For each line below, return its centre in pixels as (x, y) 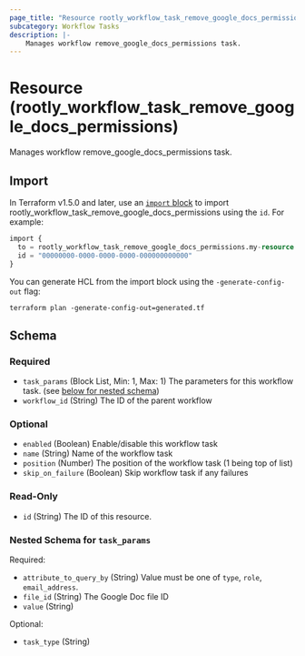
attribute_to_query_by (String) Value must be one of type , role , (142, 578)
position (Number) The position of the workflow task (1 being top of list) (157, 463)
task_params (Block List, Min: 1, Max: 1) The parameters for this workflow (157, 381)
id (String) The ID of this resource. (87, 516)
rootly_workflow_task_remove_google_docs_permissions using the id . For (147, 212)
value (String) (48, 607)
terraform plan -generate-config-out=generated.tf (107, 308)
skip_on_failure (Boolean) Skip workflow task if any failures (135, 473)
